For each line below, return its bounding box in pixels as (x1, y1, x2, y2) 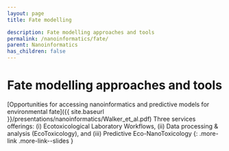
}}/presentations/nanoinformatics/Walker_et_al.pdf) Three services (7, 115, 196, 123)
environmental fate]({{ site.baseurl (7, 107, 104, 115)
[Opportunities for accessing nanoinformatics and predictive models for (7, 100, 210, 108)
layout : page (7, 10, 45, 17)
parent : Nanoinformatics (7, 42, 78, 49)
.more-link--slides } (18, 137, 74, 145)
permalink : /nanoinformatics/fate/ (7, 35, 109, 42)
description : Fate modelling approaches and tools (7, 29, 155, 36)
